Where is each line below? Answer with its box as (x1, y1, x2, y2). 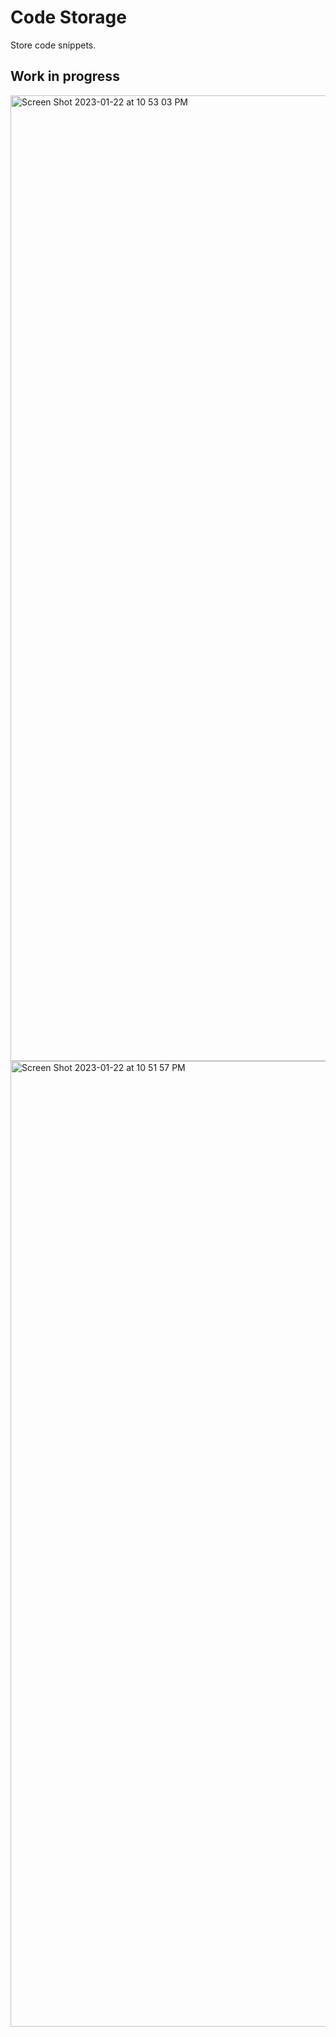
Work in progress (10, 68, 120, 85)
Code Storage (10, 6, 127, 29)
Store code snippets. (10, 39, 97, 51)
